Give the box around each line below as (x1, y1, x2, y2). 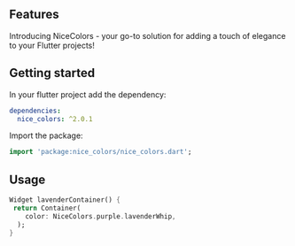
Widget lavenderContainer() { (9, 196, 121, 204)
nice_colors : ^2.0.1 (17, 114, 93, 123)
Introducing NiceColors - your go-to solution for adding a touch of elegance (9, 30, 286, 41)
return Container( (12, 204, 82, 212)
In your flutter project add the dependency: (9, 88, 167, 100)
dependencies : (9, 106, 62, 115)
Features (9, 7, 59, 22)
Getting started (9, 65, 96, 81)
